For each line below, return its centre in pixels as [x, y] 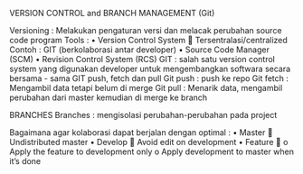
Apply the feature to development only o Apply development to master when [151, 151]
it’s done [25, 161]
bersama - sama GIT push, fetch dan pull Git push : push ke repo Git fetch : [149, 78]
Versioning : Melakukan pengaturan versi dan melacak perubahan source [146, 30]
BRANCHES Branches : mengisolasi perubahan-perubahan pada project [143, 115]
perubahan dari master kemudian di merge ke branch [109, 97]
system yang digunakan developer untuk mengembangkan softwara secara [150, 69]
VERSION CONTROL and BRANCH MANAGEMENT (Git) [112, 13]
